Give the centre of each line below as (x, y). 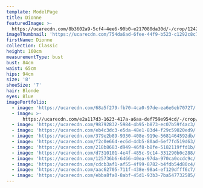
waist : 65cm (21, 68)
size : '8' (19, 79)
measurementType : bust (35, 57)
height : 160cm (24, 52)
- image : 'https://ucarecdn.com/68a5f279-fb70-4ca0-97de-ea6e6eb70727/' (105, 108)
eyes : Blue (20, 96)
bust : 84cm (20, 62)
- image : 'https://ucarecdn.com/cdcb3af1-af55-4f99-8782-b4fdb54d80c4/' (105, 164)
